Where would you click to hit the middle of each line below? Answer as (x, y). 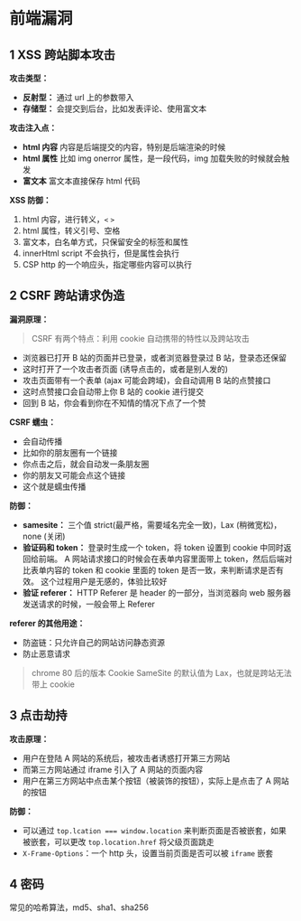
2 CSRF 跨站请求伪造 (67, 296)
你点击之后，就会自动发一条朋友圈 (86, 464)
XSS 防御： (30, 200)
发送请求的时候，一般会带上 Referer (89, 604)
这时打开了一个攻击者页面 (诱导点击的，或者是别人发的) (125, 369)
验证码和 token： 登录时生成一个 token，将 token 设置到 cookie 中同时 (153, 547)
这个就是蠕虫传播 (54, 486)
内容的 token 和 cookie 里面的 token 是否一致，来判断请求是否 (161, 569)
